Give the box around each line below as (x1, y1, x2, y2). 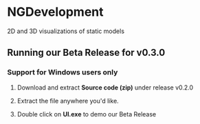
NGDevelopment (7, 4, 104, 20)
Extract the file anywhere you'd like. (16, 96, 119, 105)
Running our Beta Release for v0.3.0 (7, 47, 166, 59)
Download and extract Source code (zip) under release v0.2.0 (16, 83, 194, 92)
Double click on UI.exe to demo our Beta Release (16, 110, 157, 118)
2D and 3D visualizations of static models (7, 27, 125, 35)
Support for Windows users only (7, 68, 118, 77)
